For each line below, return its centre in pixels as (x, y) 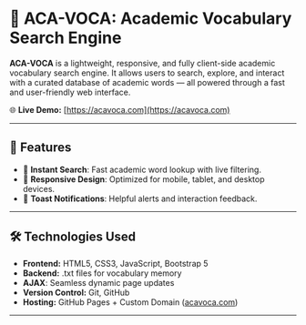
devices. (39, 188)
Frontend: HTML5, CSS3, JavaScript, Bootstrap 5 (115, 263)
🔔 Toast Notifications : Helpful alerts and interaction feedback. (140, 198)
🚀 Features (41, 148)
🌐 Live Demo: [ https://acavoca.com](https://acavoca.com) (120, 109)
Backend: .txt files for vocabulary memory (102, 273)
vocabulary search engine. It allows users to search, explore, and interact (147, 73)
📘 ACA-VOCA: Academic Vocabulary (151, 19)
